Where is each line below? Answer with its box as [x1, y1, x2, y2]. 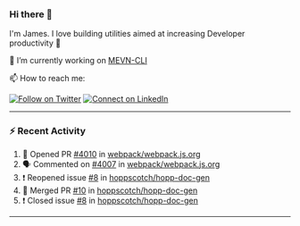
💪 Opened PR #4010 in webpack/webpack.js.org [21, 148, 201, 159]
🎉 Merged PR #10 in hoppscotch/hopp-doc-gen [21, 185, 198, 196]
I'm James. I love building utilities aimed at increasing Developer [9, 29, 246, 39]
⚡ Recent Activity [9, 125, 87, 138]
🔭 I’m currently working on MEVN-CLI [9, 55, 147, 66]
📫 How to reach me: [9, 73, 86, 84]
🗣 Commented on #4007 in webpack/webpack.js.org [21, 158, 221, 169]
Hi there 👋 [9, 8, 54, 21]
